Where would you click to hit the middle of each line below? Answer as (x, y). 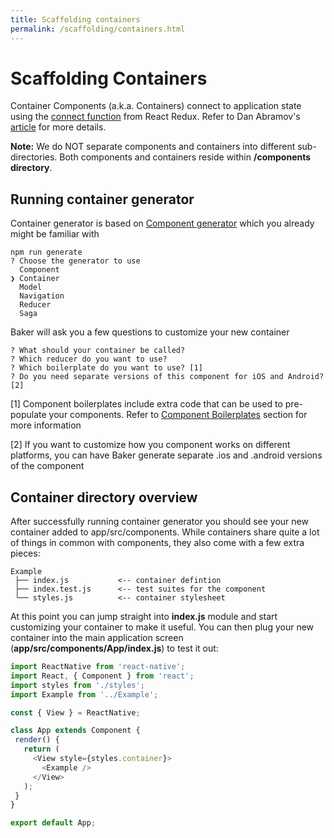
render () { (37, 740)
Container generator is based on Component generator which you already (162, 223)
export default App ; (53, 823)
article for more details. (58, 127)
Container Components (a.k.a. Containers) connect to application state (156, 106)
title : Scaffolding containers (75, 19)
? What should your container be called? (98, 351)
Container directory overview (104, 497)
